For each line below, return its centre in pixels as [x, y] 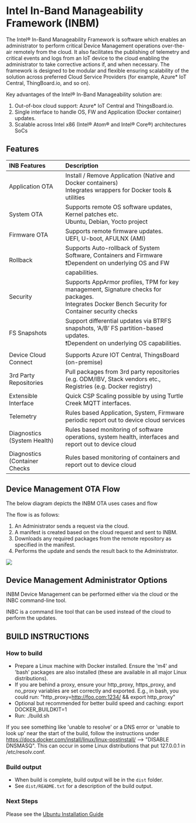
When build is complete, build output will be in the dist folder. [89, 780]
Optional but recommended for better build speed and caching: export [99, 704]
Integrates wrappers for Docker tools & [118, 190]
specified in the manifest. [45, 544]
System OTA [26, 214]
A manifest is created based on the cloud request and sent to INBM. [96, 532]
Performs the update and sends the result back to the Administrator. [96, 551]
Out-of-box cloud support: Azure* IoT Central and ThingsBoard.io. [94, 105]
